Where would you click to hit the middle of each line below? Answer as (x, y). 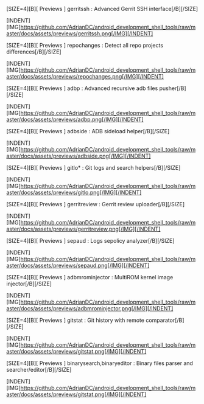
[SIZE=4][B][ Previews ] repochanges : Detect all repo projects (85, 45)
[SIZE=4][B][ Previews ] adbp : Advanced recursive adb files (82, 88)
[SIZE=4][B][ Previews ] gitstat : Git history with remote (76, 320)
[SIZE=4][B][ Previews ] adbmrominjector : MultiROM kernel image (90, 277)
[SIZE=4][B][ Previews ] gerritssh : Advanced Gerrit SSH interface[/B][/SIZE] (102, 9)
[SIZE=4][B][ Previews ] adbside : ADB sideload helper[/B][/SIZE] (88, 131)
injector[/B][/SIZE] (29, 284)
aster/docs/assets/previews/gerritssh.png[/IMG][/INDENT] (80, 33)
